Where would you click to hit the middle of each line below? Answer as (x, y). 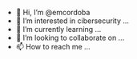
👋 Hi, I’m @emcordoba (53, 12)
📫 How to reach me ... (53, 47)
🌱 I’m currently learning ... (58, 29)
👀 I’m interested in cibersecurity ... (73, 21)
